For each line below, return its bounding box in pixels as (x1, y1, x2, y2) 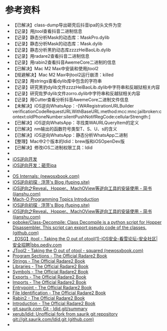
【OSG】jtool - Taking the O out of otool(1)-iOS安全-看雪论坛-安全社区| (12, 235, 158, 241)
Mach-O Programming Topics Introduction (12, 196, 99, 202)
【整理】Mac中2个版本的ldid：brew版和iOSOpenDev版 (12, 138, 125, 144)
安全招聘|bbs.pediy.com (12, 242, 62, 248)
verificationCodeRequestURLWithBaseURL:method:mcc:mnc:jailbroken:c (12, 108, 162, 114)
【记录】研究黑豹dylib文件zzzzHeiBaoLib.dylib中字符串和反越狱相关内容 (12, 84, 160, 90)
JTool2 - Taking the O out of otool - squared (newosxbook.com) (12, 247, 144, 253)
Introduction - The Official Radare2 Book (12, 300, 96, 306)
